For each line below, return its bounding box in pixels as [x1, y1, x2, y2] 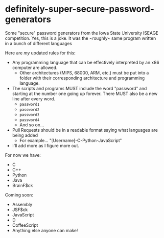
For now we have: [5, 152, 41, 158]
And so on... [19, 121, 44, 128]
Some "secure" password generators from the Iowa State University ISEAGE [5, 30, 159, 36]
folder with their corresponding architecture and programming [19, 75, 145, 81]
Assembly [12, 201, 33, 207]
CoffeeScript [12, 222, 38, 228]
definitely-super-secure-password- [5, 3, 154, 15]
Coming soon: [5, 192, 33, 198]
